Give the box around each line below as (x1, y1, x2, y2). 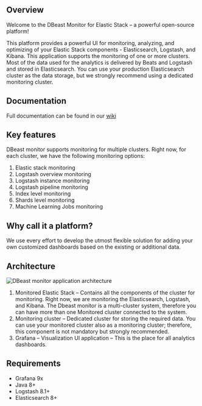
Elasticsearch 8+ (15, 394, 58, 401)
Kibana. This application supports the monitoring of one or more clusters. (6, 52, 190, 60)
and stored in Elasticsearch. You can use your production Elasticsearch (6, 65, 184, 73)
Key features (6, 130, 56, 140)
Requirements (6, 358, 61, 369)
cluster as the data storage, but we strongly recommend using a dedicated (6, 71, 193, 79)
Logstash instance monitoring (15, 177, 90, 185)
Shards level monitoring (15, 196, 75, 204)
